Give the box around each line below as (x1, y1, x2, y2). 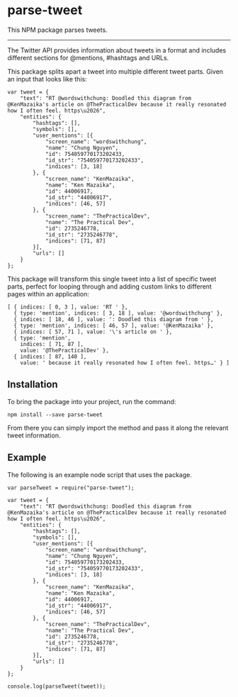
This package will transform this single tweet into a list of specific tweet (7, 274, 217, 283)
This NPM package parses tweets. (7, 26, 108, 34)
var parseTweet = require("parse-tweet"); (7, 484, 135, 491)
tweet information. (7, 431, 61, 440)
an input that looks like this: (7, 74, 87, 83)
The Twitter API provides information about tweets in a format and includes (7, 45, 227, 55)
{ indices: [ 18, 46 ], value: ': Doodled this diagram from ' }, (13, 316, 214, 323)
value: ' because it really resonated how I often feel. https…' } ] (20, 359, 230, 367)
